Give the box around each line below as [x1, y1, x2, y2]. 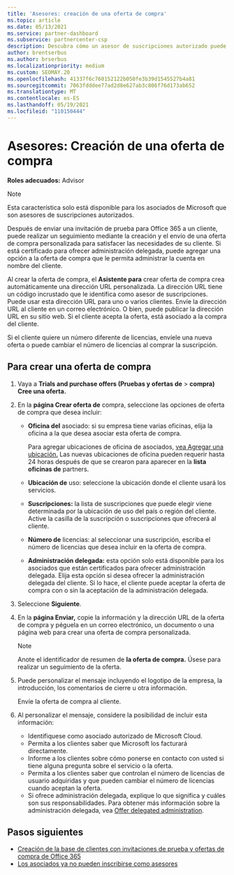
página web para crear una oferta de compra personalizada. [17, 628, 191, 636]
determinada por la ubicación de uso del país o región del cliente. [27, 507, 217, 515]
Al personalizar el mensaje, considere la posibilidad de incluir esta [17, 710, 207, 719]
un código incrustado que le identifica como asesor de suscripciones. [7, 290, 208, 298]
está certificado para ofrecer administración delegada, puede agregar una [7, 246, 221, 255]
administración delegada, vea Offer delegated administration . [27, 806, 205, 814]
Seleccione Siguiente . [17, 599, 82, 608]
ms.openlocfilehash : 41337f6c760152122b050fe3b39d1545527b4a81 [7, 75, 196, 83]
